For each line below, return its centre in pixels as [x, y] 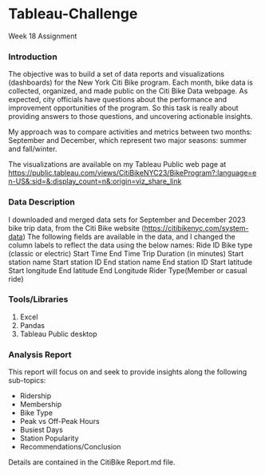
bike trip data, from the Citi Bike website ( [76, 228]
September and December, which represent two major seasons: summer [128, 141]
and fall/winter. [33, 149]
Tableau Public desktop [58, 334]
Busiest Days [42, 430]
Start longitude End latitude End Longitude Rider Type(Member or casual [128, 270]
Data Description [42, 202]
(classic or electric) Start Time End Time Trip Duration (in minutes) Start [126, 253]
